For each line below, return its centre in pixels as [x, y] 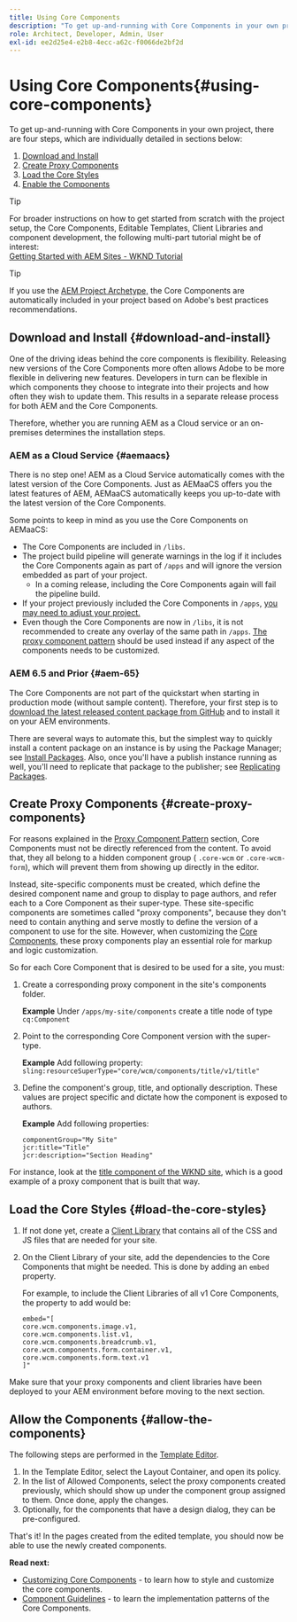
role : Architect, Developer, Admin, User [87, 34]
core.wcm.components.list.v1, [78, 1335]
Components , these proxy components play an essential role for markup [141, 941]
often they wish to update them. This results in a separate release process [144, 396]
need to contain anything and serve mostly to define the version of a [134, 922]
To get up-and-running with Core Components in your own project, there [142, 129]
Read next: [30, 1563]
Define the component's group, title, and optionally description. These [150, 1088]
